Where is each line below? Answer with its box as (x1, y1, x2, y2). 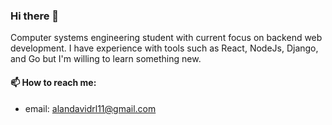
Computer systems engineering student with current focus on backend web (10, 32, 323, 44)
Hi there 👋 (10, 9, 60, 23)
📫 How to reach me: (10, 76, 97, 88)
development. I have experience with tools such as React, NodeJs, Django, (10, 42, 319, 54)
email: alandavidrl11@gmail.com (24, 102, 157, 114)
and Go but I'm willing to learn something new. (10, 53, 202, 65)
